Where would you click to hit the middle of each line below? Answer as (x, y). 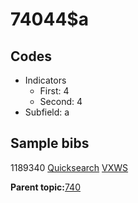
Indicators (45, 80)
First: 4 (54, 91)
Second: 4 (61, 101)
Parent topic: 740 (45, 187)
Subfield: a (47, 112)
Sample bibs (50, 143)
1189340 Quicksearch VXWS (69, 167)
